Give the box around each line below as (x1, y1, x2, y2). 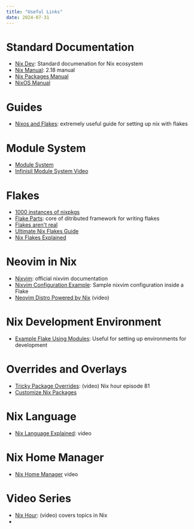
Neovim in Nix (6, 255, 77, 269)
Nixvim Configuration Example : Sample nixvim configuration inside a (14, 281, 184, 289)
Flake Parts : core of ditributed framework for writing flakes (14, 215, 160, 222)
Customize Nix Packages (14, 389, 77, 396)
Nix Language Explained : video (14, 430, 92, 436)
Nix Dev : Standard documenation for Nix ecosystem (14, 60, 144, 67)
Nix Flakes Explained (14, 234, 66, 241)
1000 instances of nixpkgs (14, 209, 80, 216)
